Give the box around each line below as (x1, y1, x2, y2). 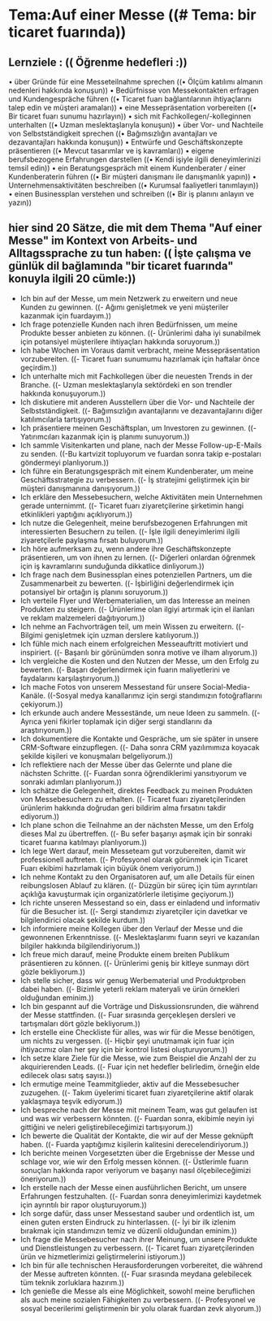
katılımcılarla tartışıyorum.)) (19, 414, 112, 424)
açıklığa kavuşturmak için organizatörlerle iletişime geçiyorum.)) (19, 889, 235, 899)
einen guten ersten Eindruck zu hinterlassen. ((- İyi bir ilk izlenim (19, 1217, 236, 1227)
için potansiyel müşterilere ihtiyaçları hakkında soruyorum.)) (19, 336, 221, 346)
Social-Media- (202, 682, 251, 691)
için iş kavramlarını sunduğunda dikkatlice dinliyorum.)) (19, 561, 205, 570)
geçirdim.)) (19, 362, 58, 372)
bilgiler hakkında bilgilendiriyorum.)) (19, 941, 140, 951)
